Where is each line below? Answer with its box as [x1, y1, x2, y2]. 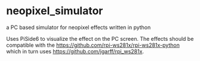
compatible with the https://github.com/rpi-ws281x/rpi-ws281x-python [6, 41, 180, 49]
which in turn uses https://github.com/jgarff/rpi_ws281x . [6, 47, 144, 54]
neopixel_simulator [6, 4, 103, 18]
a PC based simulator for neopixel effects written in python [6, 24, 151, 31]
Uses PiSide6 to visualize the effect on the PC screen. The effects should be [6, 35, 194, 42]
